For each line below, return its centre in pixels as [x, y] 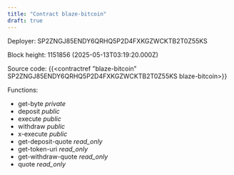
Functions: [23, 90]
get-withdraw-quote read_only [63, 157]
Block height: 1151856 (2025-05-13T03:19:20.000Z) [83, 55]
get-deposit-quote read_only [60, 141]
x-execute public [42, 134]
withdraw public [41, 126]
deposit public [39, 111]
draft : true [25, 21]
